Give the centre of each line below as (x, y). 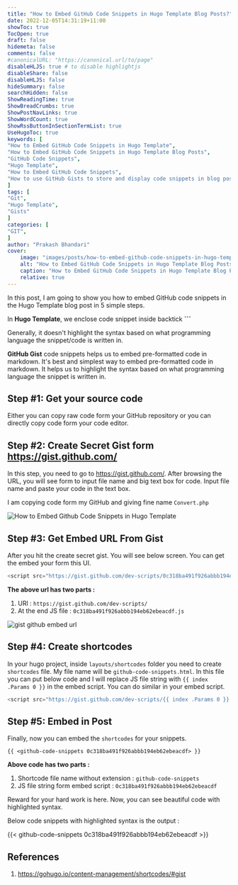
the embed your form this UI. (49, 563)
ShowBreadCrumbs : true (41, 106)
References (33, 857)
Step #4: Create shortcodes (70, 647)
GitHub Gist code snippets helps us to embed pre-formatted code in (107, 354)
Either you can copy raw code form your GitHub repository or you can (109, 416)
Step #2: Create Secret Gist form (81, 445)
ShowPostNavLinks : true (42, 113)
